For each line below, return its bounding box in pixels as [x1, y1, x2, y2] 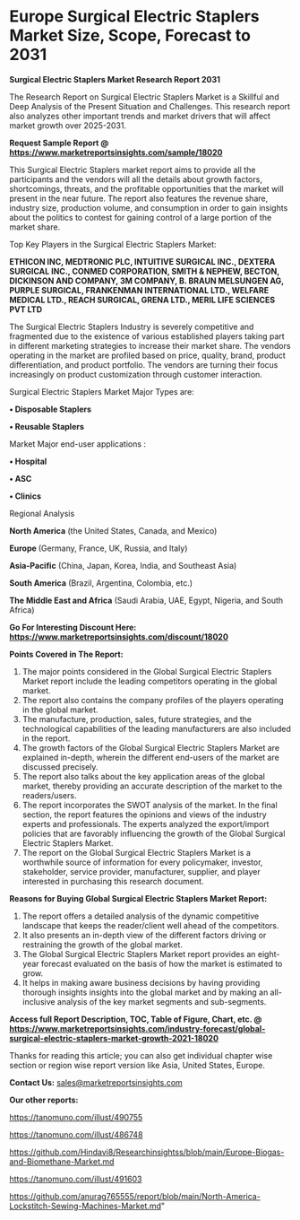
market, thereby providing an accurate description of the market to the [21, 780, 283, 791]
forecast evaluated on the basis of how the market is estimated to [40, 958, 283, 969]
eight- [257, 948, 280, 959]
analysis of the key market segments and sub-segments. [56, 996, 267, 1006]
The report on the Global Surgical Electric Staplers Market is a [21, 847, 251, 858]
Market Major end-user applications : [9, 438, 146, 449]
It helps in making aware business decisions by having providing [21, 977, 261, 988]
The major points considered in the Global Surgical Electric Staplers [21, 666, 272, 676]
